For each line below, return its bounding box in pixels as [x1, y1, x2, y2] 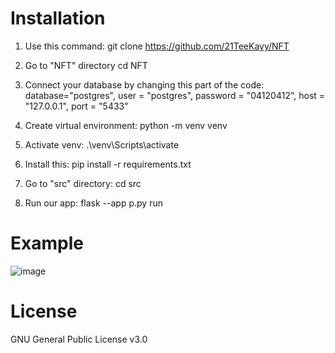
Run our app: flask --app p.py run [24, 197, 163, 209]
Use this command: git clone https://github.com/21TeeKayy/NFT [24, 40, 290, 52]
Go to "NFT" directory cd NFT [24, 59, 148, 71]
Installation [10, 7, 106, 30]
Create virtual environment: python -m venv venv [24, 119, 228, 131]
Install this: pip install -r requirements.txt [24, 158, 192, 170]
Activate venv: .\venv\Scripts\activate [24, 138, 180, 151]
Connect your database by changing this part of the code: [24, 78, 265, 91]
